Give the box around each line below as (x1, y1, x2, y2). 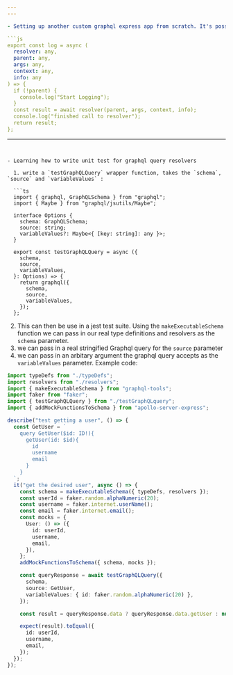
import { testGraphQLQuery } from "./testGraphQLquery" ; (7, 398, 175, 405)
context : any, (13, 67, 54, 74)
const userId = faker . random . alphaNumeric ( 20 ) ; (19, 495, 159, 502)
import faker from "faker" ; (7, 391, 89, 399)
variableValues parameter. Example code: (17, 358, 138, 367)
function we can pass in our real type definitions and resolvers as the (17, 328, 215, 337)
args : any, (13, 61, 45, 68)
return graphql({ (19, 279, 70, 286)
